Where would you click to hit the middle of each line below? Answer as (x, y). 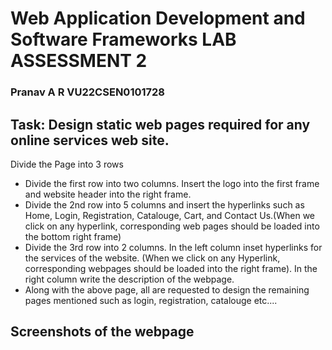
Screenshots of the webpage (102, 332)
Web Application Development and (158, 18)
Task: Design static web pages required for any (160, 124)
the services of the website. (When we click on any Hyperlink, (152, 258)
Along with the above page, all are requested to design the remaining (167, 289)
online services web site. (90, 140)
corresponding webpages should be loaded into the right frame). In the (171, 268)
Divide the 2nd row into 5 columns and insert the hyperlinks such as (164, 204)
